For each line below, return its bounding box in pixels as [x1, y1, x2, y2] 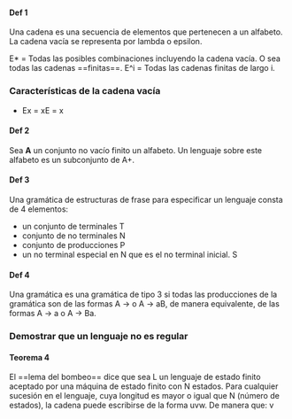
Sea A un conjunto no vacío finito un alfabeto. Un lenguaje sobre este [9, 144, 263, 155]
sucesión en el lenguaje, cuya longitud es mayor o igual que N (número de [9, 391, 280, 401]
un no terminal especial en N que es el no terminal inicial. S [21, 249, 238, 260]
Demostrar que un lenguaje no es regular [9, 330, 188, 343]
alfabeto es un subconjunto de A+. [9, 154, 135, 165]
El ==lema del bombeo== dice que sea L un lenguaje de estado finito [9, 372, 261, 383]
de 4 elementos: [9, 204, 69, 214]
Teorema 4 [9, 352, 50, 362]
